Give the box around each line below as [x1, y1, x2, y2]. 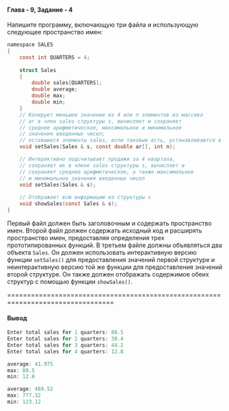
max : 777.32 [7, 392, 41, 399]
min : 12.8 [7, 373, 36, 380]
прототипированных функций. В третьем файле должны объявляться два [7, 241, 222, 249]
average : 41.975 [7, 360, 53, 367]
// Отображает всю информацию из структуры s [19, 194, 152, 201]
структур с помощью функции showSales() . [7, 277, 133, 285]
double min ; [31, 99, 66, 106]
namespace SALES [7, 41, 53, 48]
